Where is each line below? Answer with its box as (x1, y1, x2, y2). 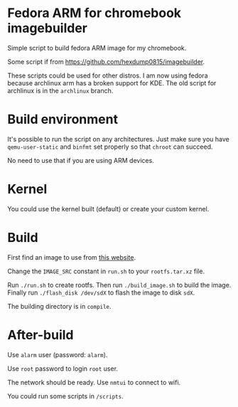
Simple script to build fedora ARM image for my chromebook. (7, 43, 187, 52)
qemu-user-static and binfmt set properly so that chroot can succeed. (7, 142, 213, 151)
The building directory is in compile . (7, 302, 112, 310)
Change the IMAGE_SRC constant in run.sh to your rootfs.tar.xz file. (7, 267, 205, 275)
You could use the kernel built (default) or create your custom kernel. (7, 204, 210, 213)
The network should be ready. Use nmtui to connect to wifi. (7, 378, 181, 386)
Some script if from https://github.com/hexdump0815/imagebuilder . (7, 57, 205, 65)
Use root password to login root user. (7, 364, 119, 373)
